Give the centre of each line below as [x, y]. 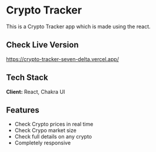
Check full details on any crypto [53, 137]
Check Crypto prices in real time [54, 124]
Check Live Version [42, 45]
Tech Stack [27, 78]
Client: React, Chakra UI [36, 92]
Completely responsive [43, 143]
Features [23, 110]
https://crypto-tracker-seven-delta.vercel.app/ [63, 59]
